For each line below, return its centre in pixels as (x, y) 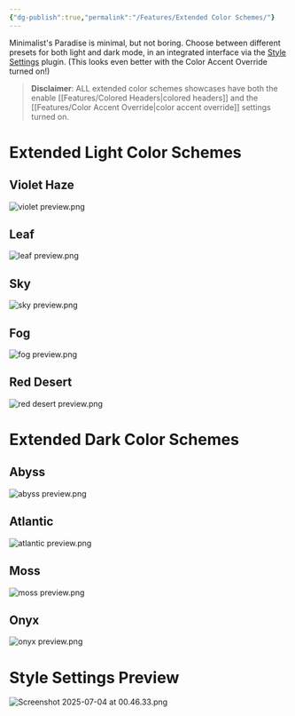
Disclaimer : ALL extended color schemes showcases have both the (154, 88)
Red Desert (41, 382)
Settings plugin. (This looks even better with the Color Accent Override (138, 61)
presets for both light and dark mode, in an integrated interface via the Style (147, 52)
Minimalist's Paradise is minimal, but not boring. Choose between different (145, 43)
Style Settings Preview (94, 677)
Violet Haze (42, 185)
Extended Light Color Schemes (125, 152)
